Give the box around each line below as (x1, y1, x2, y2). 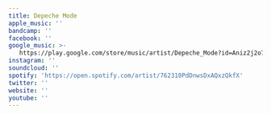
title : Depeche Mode (8, 11, 78, 20)
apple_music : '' (8, 19, 63, 27)
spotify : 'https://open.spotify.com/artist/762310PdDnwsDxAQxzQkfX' (8, 71, 244, 79)
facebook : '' (8, 34, 52, 43)
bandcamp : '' (8, 26, 52, 35)
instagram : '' (8, 57, 56, 65)
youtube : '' (8, 94, 48, 102)
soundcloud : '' (8, 64, 60, 72)
